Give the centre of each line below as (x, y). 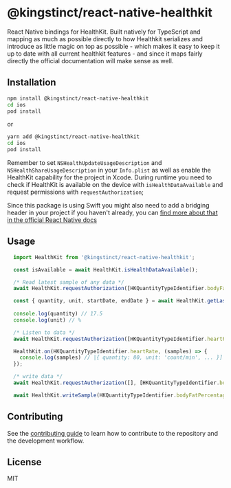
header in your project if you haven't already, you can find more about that (112, 212)
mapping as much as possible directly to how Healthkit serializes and (105, 38)
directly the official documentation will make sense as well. (90, 60)
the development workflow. (46, 441)
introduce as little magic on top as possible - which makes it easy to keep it (113, 46)
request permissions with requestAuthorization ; (76, 192)
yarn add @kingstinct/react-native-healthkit (73, 137)
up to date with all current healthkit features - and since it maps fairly (105, 54)
